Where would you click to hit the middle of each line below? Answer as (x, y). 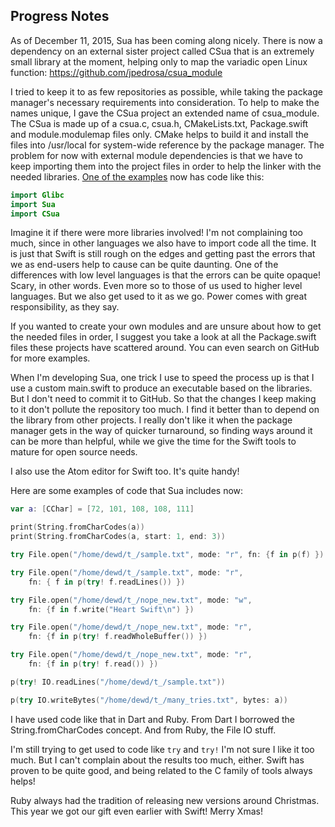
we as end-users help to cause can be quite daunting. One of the (144, 265)
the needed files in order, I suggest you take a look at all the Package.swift (163, 337)
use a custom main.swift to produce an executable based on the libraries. (161, 388)
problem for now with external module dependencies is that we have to (156, 155)
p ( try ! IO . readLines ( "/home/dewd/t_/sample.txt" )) (118, 682)
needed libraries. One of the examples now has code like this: (137, 176)
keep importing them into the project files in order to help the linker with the (166, 166)
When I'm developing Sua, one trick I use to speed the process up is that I (162, 378)
